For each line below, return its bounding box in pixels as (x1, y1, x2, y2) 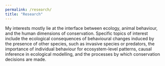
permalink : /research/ (5, 7, 52, 12)
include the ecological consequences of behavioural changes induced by (5, 35, 154, 42)
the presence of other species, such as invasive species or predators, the (5, 41, 155, 46)
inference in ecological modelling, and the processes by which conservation (5, 51, 161, 57)
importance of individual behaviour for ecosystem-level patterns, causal (5, 46, 152, 52)
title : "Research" (5, 12, 43, 17)
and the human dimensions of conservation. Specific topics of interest (5, 30, 148, 36)
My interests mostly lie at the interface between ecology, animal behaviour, (5, 25, 158, 31)
